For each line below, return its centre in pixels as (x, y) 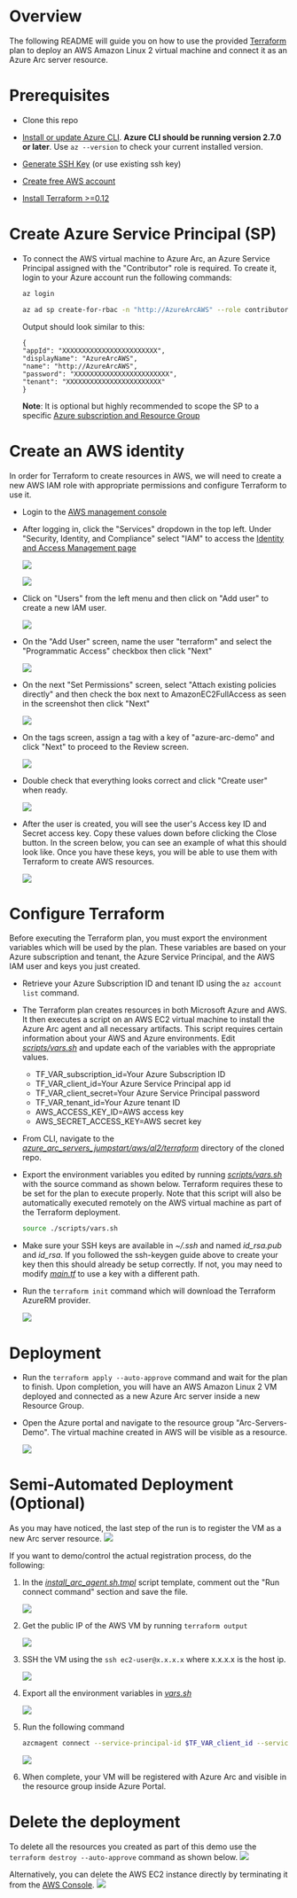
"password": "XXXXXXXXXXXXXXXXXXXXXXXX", (99, 374)
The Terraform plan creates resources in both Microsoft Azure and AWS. (154, 1010)
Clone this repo (50, 120)
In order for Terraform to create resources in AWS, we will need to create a (145, 475)
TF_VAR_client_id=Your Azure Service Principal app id (133, 1084)
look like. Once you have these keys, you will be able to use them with (149, 852)
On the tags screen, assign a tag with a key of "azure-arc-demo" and (148, 737)
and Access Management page (79, 548)
